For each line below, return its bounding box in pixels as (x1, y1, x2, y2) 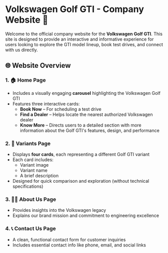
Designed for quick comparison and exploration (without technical (12, 178, 149, 184)
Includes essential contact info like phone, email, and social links (12, 242, 146, 248)
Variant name (20, 167, 48, 173)
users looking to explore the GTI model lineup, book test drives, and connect (5, 41, 163, 47)
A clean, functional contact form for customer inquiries (12, 236, 126, 242)
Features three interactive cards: (12, 100, 80, 106)
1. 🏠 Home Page (5, 77, 46, 84)
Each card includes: (12, 157, 54, 163)
